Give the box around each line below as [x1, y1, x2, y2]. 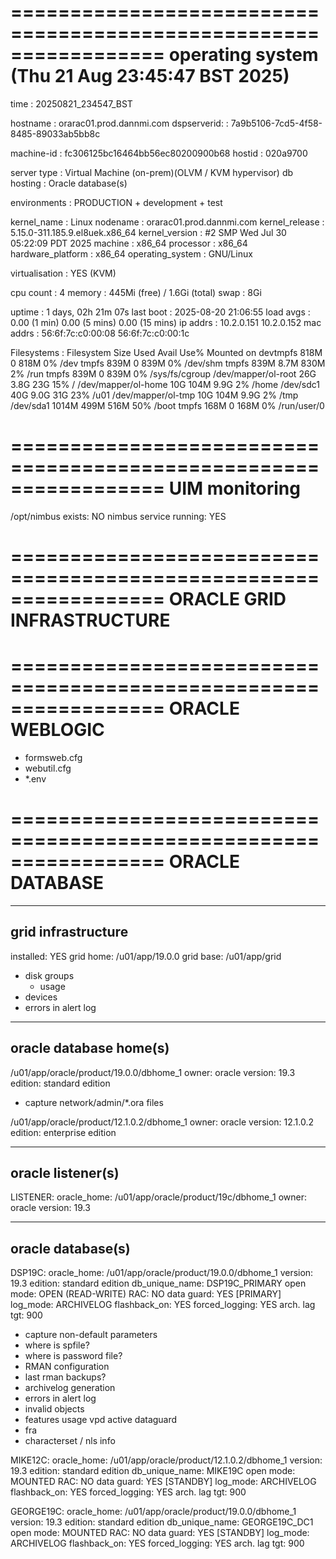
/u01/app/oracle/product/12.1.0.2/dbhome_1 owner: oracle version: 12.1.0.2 [10, 1116, 315, 1128]
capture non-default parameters [24, 1329, 158, 1341]
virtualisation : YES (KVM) [10, 267, 117, 279]
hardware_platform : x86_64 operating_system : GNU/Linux [10, 247, 253, 260]
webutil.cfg [24, 762, 72, 774]
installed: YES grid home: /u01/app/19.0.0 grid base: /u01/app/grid [10, 950, 282, 962]
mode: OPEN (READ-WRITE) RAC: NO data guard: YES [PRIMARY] [10, 1288, 282, 1300]
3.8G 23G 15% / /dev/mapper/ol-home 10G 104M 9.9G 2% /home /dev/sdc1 [10, 378, 320, 390]
